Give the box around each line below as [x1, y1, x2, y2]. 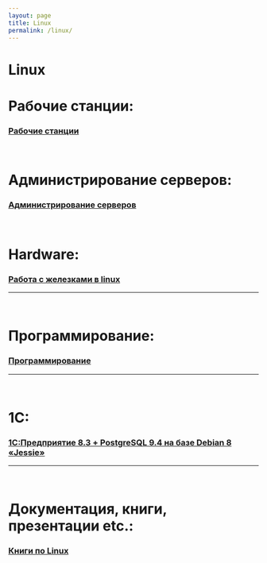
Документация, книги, [8, 500, 167, 519]
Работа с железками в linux [8, 273, 121, 284]
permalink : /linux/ [8, 26, 73, 34]
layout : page [8, 11, 52, 20]
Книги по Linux [8, 546, 69, 557]
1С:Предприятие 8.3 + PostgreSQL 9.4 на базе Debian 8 [8, 437, 232, 448]
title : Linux [8, 19, 52, 27]
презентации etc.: [8, 517, 133, 535]
